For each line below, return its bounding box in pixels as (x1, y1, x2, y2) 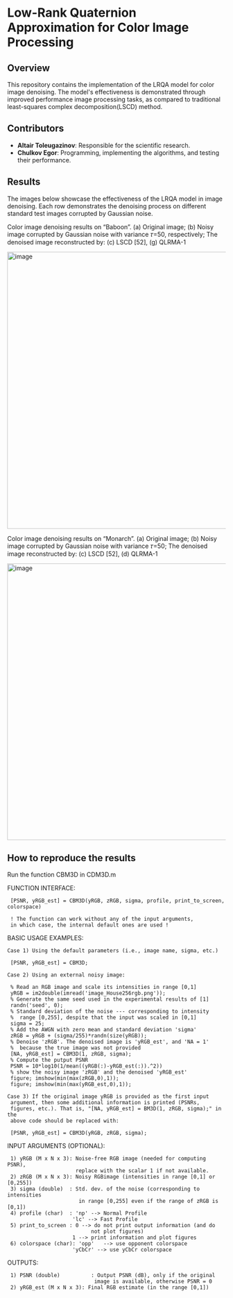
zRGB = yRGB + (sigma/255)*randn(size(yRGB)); (10, 1033, 148, 1040)
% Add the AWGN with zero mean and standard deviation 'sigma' (10, 1026, 197, 1033)
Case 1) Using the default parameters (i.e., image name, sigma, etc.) (7, 947, 218, 954)
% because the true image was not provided (10, 1045, 141, 1051)
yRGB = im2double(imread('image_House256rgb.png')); (10, 990, 166, 997)
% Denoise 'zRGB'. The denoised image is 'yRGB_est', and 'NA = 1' (10, 1038, 209, 1046)
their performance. (17, 156, 71, 164)
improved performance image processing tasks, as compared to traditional (7, 95, 221, 103)
